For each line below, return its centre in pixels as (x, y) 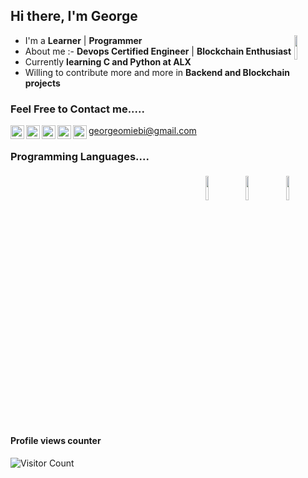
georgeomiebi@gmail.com (142, 131)
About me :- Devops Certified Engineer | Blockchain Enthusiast (158, 51)
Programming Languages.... (80, 157)
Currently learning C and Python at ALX (108, 61)
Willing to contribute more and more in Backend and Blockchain (157, 72)
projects (42, 83)
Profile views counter (56, 440)
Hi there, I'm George (74, 16)
